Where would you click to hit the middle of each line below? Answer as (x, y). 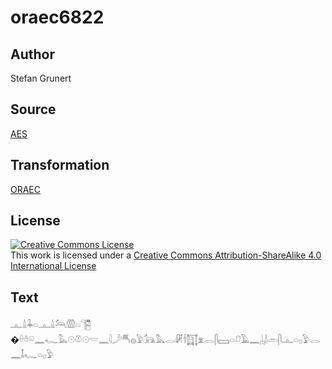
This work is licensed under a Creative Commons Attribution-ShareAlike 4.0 (166, 255)
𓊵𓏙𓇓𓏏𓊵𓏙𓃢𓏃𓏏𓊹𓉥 (51, 325)
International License (53, 266)
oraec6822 (57, 17)
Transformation (60, 165)
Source (33, 109)
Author (32, 54)
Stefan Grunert (41, 78)
